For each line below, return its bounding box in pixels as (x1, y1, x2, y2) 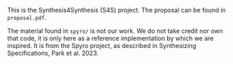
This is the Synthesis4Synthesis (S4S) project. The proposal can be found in (7, 6, 226, 14)
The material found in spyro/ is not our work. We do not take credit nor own (7, 27, 224, 35)
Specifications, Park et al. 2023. (7, 49, 99, 57)
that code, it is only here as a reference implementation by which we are (7, 34, 214, 42)
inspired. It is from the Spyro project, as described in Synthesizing (7, 42, 197, 49)
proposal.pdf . (7, 13, 47, 22)
